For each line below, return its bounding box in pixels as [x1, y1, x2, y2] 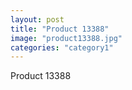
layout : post [10, 14, 65, 25]
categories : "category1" [10, 42, 114, 53]
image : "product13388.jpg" [10, 33, 123, 43]
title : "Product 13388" [10, 24, 110, 34]
